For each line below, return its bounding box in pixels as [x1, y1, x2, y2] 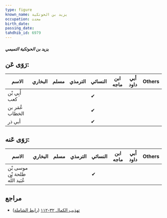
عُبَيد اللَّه [7, 177, 25, 184]
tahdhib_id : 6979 [5, 30, 41, 35]
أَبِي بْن [7, 90, 21, 97]
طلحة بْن [7, 171, 26, 178]
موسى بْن [7, 165, 28, 172]
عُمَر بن [7, 104, 23, 111]
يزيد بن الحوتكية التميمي [5, 46, 49, 52]
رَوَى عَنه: [5, 135, 30, 143]
